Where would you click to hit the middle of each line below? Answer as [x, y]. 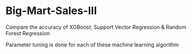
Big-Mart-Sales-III [51, 11]
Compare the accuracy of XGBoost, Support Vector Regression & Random [96, 27]
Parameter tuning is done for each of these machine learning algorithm [92, 45]
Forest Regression [28, 33]
